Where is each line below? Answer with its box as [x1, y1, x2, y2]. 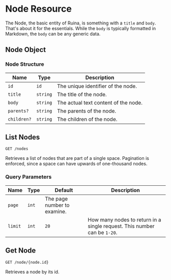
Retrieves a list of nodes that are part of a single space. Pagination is [5, 155, 149, 161]
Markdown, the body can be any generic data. [5, 31, 101, 37]
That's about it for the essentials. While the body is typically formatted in [5, 25, 156, 31]
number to [45, 202, 70, 209]
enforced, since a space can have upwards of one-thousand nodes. [5, 161, 148, 167]
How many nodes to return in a [88, 216, 161, 223]
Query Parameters [5, 174, 52, 181]
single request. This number [88, 222, 155, 230]
